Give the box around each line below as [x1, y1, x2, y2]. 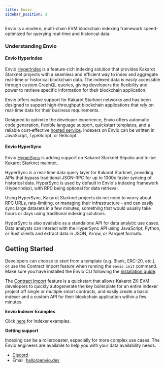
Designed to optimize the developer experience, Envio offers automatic [5, 116, 149, 122]
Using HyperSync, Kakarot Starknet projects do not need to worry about [5, 194, 152, 200]
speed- [143, 25, 159, 31]
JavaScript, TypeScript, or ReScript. [5, 132, 78, 138]
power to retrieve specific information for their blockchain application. [5, 87, 147, 93]
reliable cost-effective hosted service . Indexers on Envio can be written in [5, 127, 155, 133]
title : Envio [5, 7, 32, 12]
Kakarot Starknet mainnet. [5, 160, 58, 166]
